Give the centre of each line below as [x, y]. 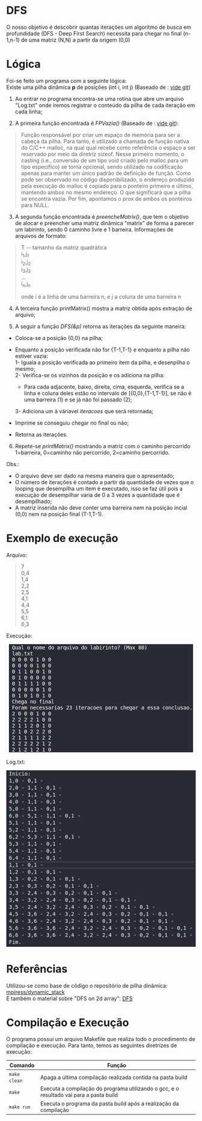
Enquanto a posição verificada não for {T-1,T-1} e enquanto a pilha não [103, 350]
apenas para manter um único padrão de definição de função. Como [106, 173]
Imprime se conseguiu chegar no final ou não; [72, 423]
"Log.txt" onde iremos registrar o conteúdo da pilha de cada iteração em [105, 105]
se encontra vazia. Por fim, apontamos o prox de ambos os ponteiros [106, 198]
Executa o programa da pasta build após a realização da [109, 1104]
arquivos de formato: [41, 235]
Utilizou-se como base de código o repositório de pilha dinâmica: [87, 985]
